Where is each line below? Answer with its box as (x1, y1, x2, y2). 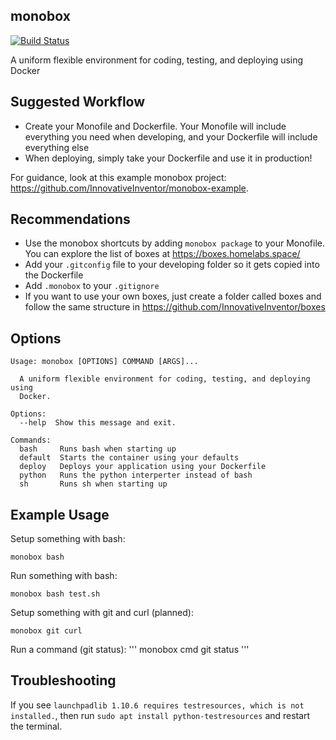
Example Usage (10, 506, 110, 523)
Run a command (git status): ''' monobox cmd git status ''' (10, 644, 250, 656)
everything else (24, 141, 90, 153)
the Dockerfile (24, 269, 84, 281)
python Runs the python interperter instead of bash (19, 470, 253, 481)
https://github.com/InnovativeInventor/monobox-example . (10, 182, 249, 194)
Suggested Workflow (10, 94, 146, 111)
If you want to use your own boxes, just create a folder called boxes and (24, 290, 322, 303)
